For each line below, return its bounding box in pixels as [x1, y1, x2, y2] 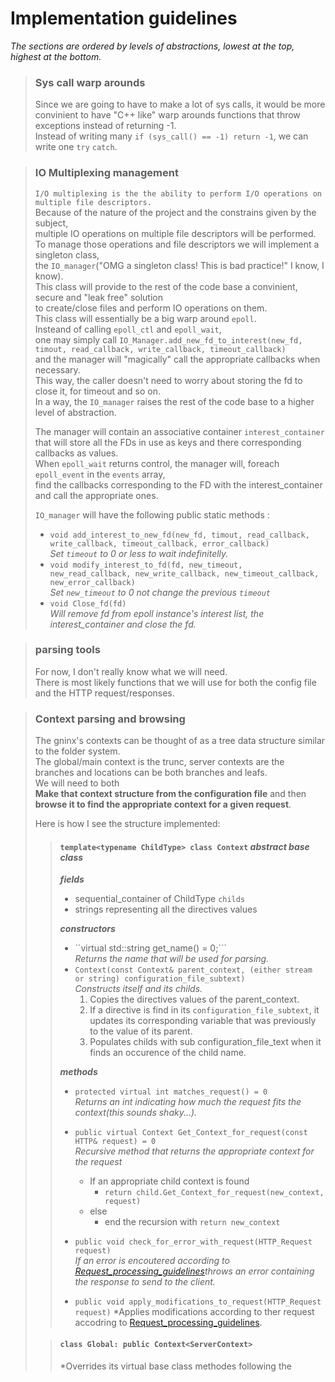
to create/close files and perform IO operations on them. [34, 302, 268, 314]
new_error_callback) [49, 577, 136, 587]
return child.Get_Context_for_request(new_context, [104, 1188, 325, 1198]
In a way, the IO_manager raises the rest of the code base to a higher [34, 395, 315, 407]
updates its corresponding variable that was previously [89, 1015, 317, 1027]
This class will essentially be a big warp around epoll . [34, 312, 257, 324]
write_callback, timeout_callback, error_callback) [49, 538, 270, 549]
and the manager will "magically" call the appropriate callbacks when [34, 353, 321, 365]
